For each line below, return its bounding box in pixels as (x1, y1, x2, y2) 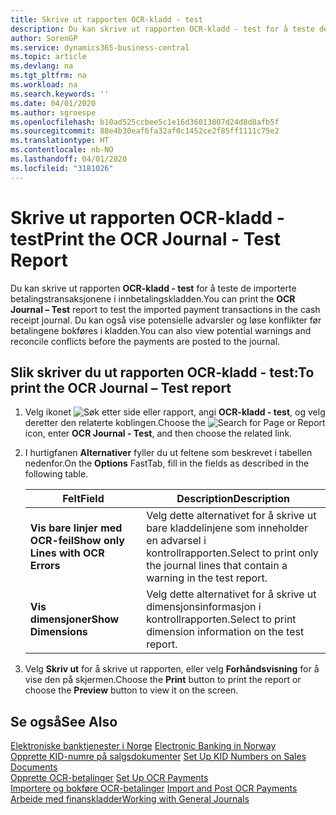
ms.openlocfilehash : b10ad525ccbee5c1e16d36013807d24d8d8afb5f (10, 117, 280, 127)
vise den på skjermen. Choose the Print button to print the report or (24, 674, 302, 686)
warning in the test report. (146, 571, 268, 585)
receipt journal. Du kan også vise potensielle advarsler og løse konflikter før (10, 314, 322, 326)
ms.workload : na (10, 80, 78, 90)
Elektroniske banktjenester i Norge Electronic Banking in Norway (10, 740, 277, 752)
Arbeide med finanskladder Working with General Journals (10, 793, 250, 805)
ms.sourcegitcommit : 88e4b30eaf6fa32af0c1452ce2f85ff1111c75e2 (10, 126, 280, 136)
